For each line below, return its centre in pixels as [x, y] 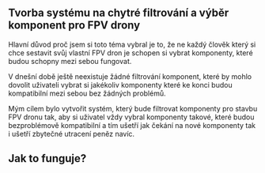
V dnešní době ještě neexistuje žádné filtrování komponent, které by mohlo [130, 76]
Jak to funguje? [47, 158]
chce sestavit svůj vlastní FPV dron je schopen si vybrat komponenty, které [131, 53]
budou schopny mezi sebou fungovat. [70, 61]
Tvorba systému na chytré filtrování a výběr [119, 13]
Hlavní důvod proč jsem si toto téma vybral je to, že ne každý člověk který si [132, 44]
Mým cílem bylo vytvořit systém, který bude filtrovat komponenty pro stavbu [133, 108]
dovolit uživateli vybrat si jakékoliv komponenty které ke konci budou [120, 85]
